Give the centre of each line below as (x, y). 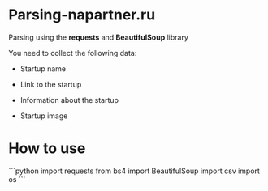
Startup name (43, 68)
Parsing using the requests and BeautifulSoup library (99, 37)
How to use (47, 149)
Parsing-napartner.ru (82, 15)
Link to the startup (51, 84)
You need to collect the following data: (73, 53)
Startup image (44, 116)
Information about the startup (69, 100)
